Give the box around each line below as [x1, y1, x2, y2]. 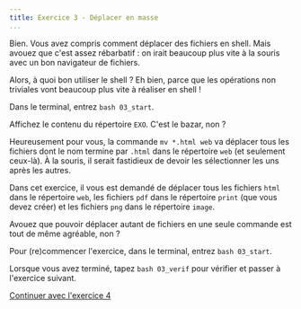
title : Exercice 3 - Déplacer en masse [9, 13, 159, 22]
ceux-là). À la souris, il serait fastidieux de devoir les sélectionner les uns [9, 154, 279, 166]
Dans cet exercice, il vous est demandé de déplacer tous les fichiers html [9, 181, 280, 193]
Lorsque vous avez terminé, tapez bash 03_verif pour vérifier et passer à [9, 262, 281, 274]
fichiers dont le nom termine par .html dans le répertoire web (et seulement [9, 146, 286, 156]
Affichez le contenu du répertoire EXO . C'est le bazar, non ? [9, 119, 226, 129]
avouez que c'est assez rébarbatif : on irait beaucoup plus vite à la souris [9, 47, 280, 58]
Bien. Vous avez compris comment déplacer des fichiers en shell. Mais [9, 38, 271, 49]
